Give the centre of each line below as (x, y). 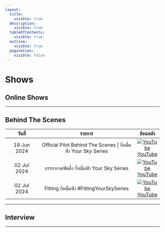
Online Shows (27, 97)
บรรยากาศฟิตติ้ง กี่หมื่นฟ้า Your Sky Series (86, 168)
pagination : (22, 51)
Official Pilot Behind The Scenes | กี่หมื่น (86, 145)
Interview (20, 217)
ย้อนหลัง (148, 134)
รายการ (86, 134)
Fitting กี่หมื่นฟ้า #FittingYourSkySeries (86, 188)
